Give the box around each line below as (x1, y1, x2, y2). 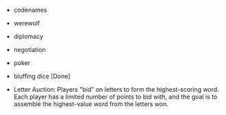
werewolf (13, 19, 40, 27)
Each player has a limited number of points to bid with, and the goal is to (13, 92, 218, 101)
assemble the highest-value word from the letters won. (13, 100, 169, 108)
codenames (13, 6, 47, 14)
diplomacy (13, 32, 43, 40)
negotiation (13, 46, 46, 53)
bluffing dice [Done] (13, 72, 71, 80)
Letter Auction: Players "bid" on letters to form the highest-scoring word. (13, 86, 219, 93)
